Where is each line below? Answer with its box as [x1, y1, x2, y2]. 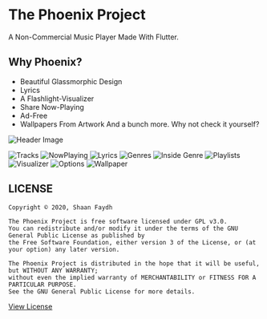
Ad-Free [19, 111, 48, 120]
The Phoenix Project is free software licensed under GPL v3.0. [8, 217, 228, 225]
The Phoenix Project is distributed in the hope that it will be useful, [8, 259, 261, 268]
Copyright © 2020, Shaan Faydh [8, 203, 113, 212]
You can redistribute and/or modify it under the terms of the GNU [8, 224, 239, 232]
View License [8, 301, 53, 311]
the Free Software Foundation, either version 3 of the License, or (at [8, 238, 257, 246]
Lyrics [19, 85, 40, 95]
